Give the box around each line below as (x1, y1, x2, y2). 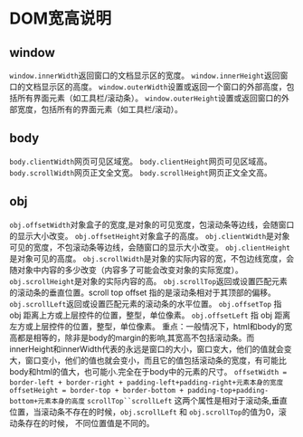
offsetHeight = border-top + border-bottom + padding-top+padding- (9, 385, 270, 394)
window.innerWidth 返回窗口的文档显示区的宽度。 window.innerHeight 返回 (9, 70, 280, 81)
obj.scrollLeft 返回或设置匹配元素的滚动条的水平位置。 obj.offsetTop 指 (9, 298, 282, 309)
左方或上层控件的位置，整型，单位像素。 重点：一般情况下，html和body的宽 (9, 320, 292, 331)
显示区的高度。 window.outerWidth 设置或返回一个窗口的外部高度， (40, 81, 287, 91)
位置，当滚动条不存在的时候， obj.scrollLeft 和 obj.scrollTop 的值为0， (9, 406, 279, 417)
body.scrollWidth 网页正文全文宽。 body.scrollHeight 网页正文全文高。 (9, 166, 273, 177)
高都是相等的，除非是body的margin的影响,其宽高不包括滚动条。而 (9, 332, 255, 343)
